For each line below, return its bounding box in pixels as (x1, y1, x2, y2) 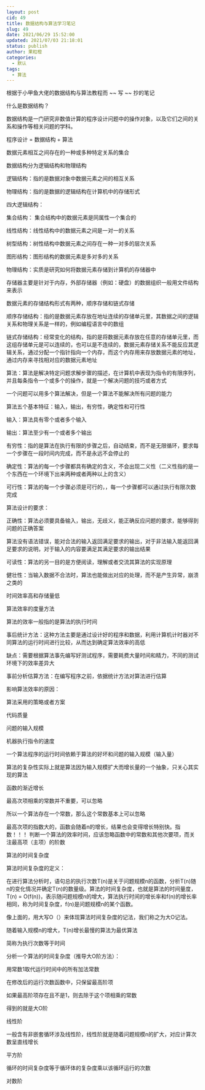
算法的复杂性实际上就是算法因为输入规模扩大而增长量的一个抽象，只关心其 (6, 764, 193, 771)
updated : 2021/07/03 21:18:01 (6, 37, 84, 43)
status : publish (6, 43, 48, 50)
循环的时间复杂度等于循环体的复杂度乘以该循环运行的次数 (6, 1064, 151, 1072)
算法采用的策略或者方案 (6, 699, 65, 706)
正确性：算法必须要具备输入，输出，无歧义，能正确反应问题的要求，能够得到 (6, 517, 199, 524)
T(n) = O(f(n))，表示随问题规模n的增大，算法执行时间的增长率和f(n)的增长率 (6, 893, 197, 900)
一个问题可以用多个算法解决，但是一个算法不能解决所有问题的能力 (6, 390, 172, 397)
